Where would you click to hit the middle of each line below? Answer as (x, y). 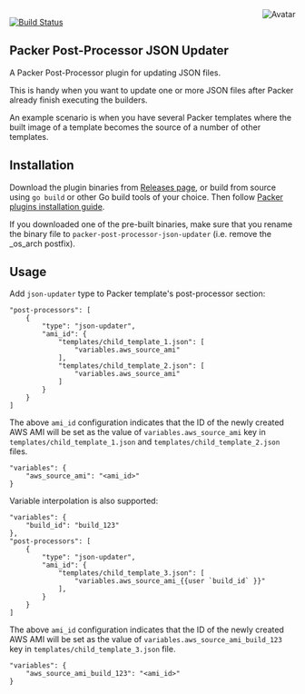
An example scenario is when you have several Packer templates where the (151, 117)
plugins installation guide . (57, 206)
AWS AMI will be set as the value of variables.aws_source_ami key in (138, 432)
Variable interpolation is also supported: (84, 501)
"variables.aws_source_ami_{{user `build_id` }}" (170, 581)
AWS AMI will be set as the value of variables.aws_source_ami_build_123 (146, 639)
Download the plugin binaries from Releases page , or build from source (143, 187)
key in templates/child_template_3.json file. (93, 649)
